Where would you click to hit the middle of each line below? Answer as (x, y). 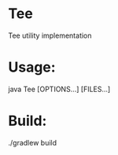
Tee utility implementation (50, 35)
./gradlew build (33, 142)
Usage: (32, 67)
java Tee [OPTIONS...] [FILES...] (59, 89)
